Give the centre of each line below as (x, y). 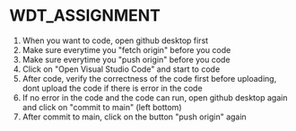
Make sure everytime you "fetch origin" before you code (126, 49)
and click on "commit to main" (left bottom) (102, 107)
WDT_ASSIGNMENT (85, 16)
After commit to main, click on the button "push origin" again (134, 117)
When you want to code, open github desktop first (115, 40)
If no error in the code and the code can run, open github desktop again (155, 97)
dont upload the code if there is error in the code (113, 88)
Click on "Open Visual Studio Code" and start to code (121, 69)
